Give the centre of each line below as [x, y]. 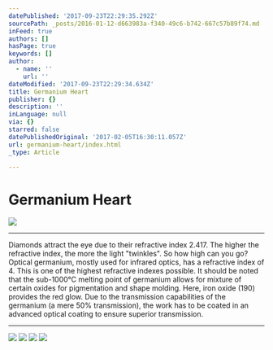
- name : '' [34, 69]
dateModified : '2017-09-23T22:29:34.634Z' [81, 84]
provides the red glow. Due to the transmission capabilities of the [117, 297]
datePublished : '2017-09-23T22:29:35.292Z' [83, 16]
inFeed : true [30, 31]
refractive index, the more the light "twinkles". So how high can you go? [128, 254]
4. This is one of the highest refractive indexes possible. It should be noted [133, 271]
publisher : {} [32, 99]
